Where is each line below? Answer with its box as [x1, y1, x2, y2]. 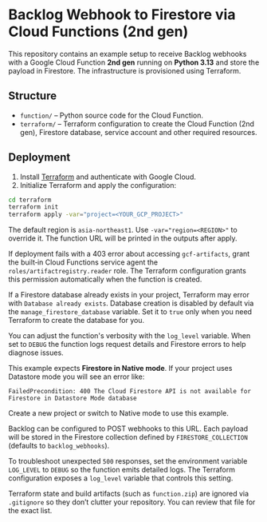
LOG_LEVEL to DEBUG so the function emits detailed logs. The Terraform [8, 465, 235, 475]
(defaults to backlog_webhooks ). [8, 441, 110, 451]
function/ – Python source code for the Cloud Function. [19, 110, 203, 120]
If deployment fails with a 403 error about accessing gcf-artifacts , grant [8, 249, 250, 259]
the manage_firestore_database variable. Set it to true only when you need [8, 307, 253, 317]
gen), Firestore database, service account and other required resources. [19, 127, 257, 137]
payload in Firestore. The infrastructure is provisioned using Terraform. [8, 66, 241, 75]
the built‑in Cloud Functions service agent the [8, 257, 158, 267]
